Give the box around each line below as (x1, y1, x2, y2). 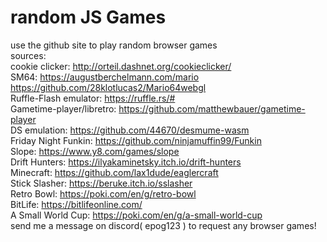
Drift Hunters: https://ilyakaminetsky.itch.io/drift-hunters (10, 156, 242, 168)
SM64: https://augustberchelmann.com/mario (10, 71, 200, 83)
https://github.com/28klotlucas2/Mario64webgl (10, 81, 207, 93)
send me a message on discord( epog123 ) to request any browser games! (10, 219, 317, 231)
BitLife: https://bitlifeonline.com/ (10, 198, 143, 210)
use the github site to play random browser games (10, 39, 218, 51)
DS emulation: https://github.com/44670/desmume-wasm (10, 124, 250, 136)
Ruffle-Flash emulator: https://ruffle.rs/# (10, 92, 176, 104)
